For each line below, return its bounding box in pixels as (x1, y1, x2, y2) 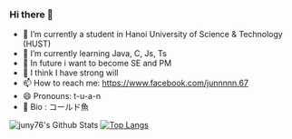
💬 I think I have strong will (22, 67, 119, 78)
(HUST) (22, 38, 52, 49)
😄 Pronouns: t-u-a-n (22, 91, 102, 102)
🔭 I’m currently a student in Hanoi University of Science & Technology (22, 29, 283, 40)
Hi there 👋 (9, 8, 54, 21)
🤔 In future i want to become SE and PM (22, 58, 172, 69)
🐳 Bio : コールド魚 (22, 102, 89, 113)
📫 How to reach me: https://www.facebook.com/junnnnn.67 (22, 77, 249, 89)
